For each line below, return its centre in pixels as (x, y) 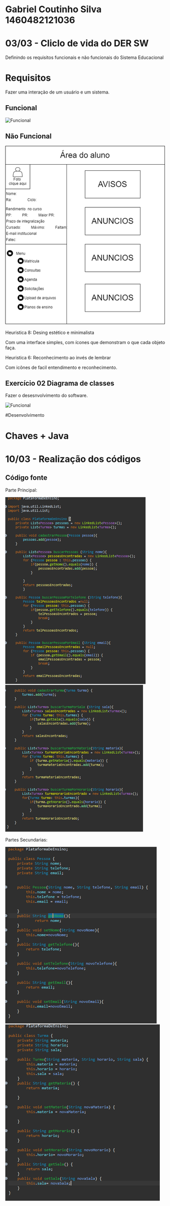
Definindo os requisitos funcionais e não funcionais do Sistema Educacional (84, 57)
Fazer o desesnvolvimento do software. (46, 395)
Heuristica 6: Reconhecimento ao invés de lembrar (58, 357)
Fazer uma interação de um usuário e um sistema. (58, 92)
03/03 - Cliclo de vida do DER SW (77, 43)
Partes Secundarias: (26, 840)
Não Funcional (28, 136)
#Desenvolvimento (25, 415)
